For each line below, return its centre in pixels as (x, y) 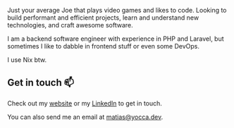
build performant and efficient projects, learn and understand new (103, 18)
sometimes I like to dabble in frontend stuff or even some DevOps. (103, 46)
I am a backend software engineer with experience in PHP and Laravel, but (116, 39)
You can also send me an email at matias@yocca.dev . (85, 117)
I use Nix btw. (27, 60)
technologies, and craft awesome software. (70, 25)
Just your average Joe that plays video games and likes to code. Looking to (117, 10)
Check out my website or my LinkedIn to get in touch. (85, 103)
